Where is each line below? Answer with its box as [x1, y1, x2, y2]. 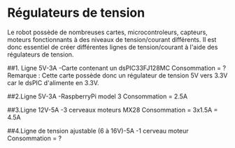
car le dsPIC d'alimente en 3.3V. [7, 78, 99, 87]
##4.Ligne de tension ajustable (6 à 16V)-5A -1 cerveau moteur [7, 126, 189, 135]
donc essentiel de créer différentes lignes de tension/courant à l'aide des [7, 43, 218, 51]
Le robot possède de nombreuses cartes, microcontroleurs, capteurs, [7, 28, 208, 36]
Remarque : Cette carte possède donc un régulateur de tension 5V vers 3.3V [7, 71, 228, 80]
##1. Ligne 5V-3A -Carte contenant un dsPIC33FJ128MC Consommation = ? [7, 64, 226, 72]
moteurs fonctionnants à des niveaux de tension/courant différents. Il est [7, 35, 217, 43]
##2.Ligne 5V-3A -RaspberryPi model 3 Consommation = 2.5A [7, 92, 187, 101]
